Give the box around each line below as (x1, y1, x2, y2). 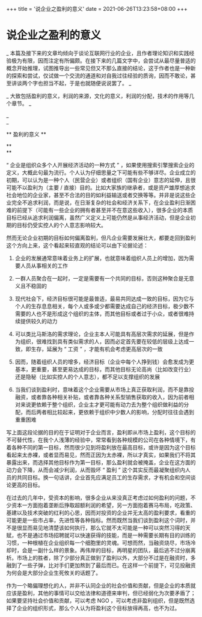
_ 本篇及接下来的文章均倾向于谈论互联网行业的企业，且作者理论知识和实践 (6, 49, 189, 56)
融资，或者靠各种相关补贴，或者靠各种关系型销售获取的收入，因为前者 (14, 393, 189, 401)
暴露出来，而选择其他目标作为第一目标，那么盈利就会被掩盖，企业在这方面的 (6, 458, 196, 466)
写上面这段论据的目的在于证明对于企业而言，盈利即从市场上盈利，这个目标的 (6, 428, 196, 436)
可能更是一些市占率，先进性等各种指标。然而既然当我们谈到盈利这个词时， (6, 516, 191, 524)
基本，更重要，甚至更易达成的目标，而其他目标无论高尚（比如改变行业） (14, 365, 194, 372)
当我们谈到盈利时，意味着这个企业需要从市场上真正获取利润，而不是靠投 (14, 386, 194, 393)
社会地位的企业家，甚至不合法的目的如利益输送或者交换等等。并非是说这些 (6, 191, 191, 198)
